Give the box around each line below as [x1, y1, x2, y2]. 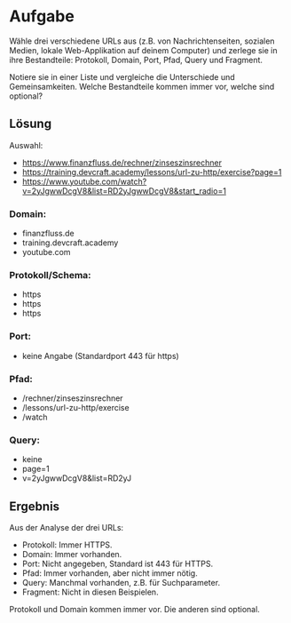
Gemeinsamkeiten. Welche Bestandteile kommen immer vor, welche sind [9, 81, 275, 92]
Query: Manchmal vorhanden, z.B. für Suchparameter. [21, 578, 220, 588]
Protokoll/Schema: [9, 268, 91, 281]
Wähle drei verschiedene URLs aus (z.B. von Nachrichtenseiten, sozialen [9, 36, 275, 46]
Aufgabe [9, 6, 75, 27]
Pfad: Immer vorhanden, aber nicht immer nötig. [21, 568, 198, 579]
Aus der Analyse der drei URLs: [9, 523, 124, 533]
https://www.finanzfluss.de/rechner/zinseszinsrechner [21, 157, 222, 168]
